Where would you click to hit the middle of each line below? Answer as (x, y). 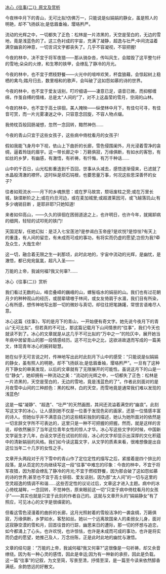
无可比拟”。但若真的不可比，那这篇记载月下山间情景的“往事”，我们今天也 (86, 327)
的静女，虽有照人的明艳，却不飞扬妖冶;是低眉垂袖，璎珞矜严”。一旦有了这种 (83, 363)
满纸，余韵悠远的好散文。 (31, 567)
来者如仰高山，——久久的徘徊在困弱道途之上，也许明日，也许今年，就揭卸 (81, 215)
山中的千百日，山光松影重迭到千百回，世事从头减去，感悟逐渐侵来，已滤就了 (83, 169)
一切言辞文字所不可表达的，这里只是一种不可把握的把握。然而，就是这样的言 (83, 423)
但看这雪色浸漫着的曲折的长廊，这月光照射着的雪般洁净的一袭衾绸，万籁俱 (81, 512)
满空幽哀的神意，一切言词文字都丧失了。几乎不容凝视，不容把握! (71, 47)
